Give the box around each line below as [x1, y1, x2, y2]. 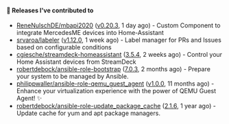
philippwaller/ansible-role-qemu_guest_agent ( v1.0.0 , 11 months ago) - [16, 79, 215, 88]
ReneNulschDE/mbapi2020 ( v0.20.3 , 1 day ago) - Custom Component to [16, 21, 221, 29]
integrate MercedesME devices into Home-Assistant [16, 29, 164, 37]
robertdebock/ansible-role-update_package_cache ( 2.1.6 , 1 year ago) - [16, 102, 217, 110]
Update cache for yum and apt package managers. [16, 109, 160, 117]
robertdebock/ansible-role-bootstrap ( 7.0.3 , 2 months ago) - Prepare [16, 65, 210, 73]
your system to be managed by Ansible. [16, 73, 129, 81]
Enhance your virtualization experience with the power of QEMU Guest [16, 87, 217, 95]
